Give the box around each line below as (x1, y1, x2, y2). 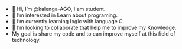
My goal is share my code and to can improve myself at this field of (11, 30, 175, 37)
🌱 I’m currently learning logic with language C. (11, 18, 125, 24)
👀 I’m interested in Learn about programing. (11, 12, 118, 19)
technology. (11, 37, 41, 43)
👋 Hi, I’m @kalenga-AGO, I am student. (11, 6, 106, 12)
